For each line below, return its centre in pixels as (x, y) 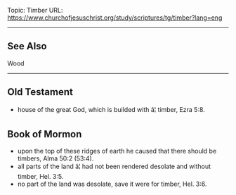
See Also (27, 46)
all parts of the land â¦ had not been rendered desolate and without (114, 166)
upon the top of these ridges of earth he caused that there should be (117, 151)
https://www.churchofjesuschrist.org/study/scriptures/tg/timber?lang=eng (115, 18)
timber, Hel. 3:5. (40, 177)
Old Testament (40, 92)
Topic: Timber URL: (35, 10)
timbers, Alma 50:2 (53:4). (55, 158)
